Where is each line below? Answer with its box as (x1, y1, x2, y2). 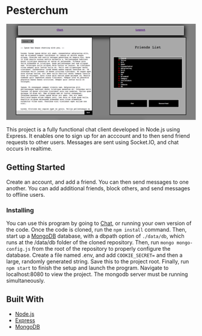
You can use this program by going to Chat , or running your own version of (6, 220, 192, 227)
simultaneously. (6, 277, 45, 284)
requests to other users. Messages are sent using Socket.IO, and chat (6, 139, 179, 146)
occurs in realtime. (6, 145, 53, 152)
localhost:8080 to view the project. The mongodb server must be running (6, 271, 188, 278)
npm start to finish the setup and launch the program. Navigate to (6, 264, 169, 271)
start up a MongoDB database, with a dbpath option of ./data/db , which (6, 232, 185, 239)
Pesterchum (6, 4, 69, 17)
